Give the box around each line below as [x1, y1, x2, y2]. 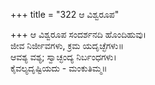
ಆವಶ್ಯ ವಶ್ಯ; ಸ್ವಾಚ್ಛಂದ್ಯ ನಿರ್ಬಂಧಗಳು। [10, 51, 117, 63]
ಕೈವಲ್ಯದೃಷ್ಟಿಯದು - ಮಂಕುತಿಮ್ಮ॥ [10, 62, 108, 74]
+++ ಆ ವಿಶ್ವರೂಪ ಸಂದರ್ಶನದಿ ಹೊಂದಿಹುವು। [10, 29, 147, 40]
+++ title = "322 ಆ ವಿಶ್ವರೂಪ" [10, 9, 120, 20]
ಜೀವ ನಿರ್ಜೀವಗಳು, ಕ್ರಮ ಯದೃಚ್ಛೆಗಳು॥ [10, 40, 124, 51]
